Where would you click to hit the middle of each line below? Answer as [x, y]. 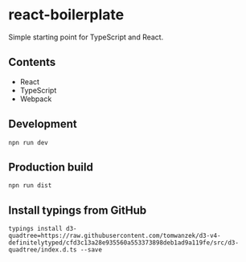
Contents [32, 62]
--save [91, 250]
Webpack [36, 99]
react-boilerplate [66, 15]
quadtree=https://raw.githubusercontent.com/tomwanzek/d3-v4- [115, 236]
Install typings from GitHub [78, 210]
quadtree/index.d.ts [43, 250]
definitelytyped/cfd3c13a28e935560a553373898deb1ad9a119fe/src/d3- [124, 243]
